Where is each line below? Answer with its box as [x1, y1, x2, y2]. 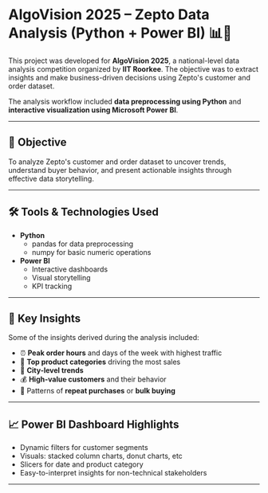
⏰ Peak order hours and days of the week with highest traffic [19, 348, 223, 358]
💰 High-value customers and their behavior [19, 374, 167, 384]
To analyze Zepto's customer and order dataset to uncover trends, [8, 157, 227, 166]
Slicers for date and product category [19, 460, 144, 469]
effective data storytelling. [8, 174, 94, 183]
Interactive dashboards [31, 264, 108, 274]
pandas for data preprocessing [31, 239, 134, 248]
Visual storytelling [31, 272, 91, 282]
